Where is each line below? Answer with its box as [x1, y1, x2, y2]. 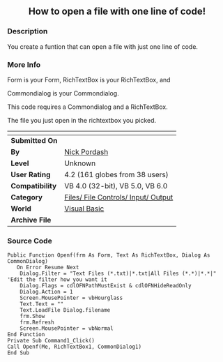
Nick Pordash [64, 146, 109, 156]
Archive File [10, 215, 52, 225]
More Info [7, 59, 41, 69]
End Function [7, 331, 45, 338]
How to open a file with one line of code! [28, 6, 206, 17]
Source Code [7, 236, 52, 246]
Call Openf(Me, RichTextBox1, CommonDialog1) [7, 343, 141, 351]
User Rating [10, 169, 51, 179]
